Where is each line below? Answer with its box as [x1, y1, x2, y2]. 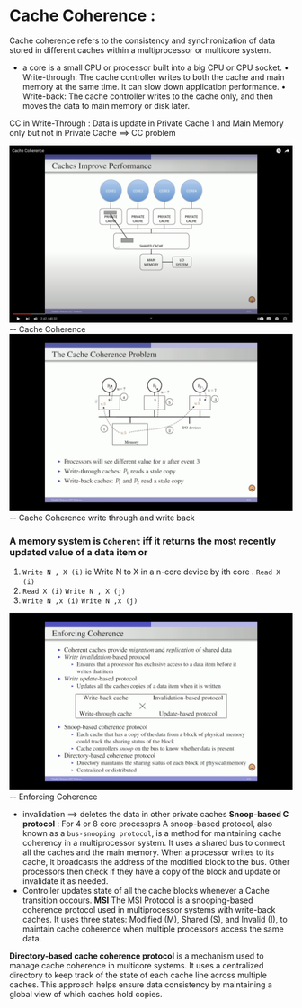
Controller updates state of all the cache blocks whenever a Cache [22, 886, 270, 896]
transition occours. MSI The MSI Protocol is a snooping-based [22, 895, 253, 905]
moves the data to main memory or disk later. [22, 100, 191, 111]
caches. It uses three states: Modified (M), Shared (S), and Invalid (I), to [22, 914, 288, 925]
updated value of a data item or [9, 545, 148, 558]
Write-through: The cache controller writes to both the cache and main [22, 71, 285, 82]
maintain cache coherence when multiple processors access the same [22, 923, 285, 934]
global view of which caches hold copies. [9, 989, 163, 1000]
